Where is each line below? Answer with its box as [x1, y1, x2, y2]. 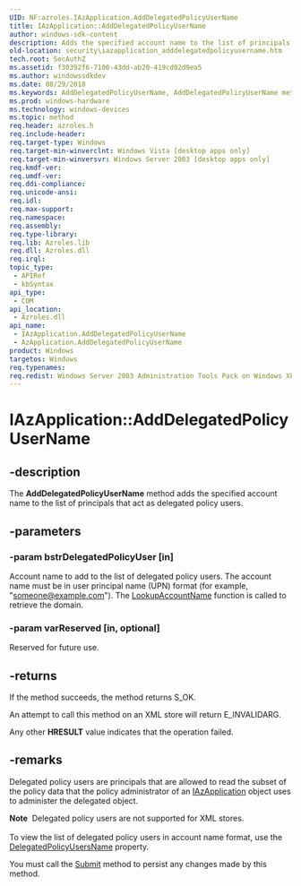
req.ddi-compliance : [9, 180, 87, 189]
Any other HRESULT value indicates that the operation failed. [9, 727, 235, 737]
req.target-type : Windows [9, 138, 106, 147]
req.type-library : [9, 229, 78, 238]
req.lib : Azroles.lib [9, 238, 90, 247]
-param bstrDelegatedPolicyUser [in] [9, 550, 175, 563]
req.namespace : [9, 212, 66, 222]
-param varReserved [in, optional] [9, 622, 160, 634]
